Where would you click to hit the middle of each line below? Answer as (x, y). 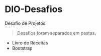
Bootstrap (22, 48)
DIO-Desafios (34, 9)
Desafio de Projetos (25, 23)
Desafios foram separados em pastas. (56, 33)
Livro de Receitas (30, 43)
